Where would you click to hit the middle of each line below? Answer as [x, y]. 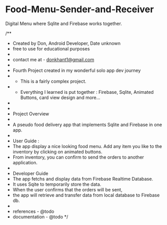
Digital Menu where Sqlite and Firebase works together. [64, 23]
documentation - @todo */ [40, 217]
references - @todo [33, 211]
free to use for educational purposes [51, 48]
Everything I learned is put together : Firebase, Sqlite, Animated [87, 92]
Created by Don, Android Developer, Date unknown [67, 43]
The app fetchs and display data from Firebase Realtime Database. [83, 179]
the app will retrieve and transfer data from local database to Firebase [86, 195]
